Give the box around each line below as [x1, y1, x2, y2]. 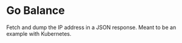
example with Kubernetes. [6, 30, 72, 37]
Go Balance [6, 4, 66, 18]
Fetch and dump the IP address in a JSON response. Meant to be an [6, 24, 177, 31]
